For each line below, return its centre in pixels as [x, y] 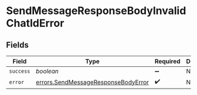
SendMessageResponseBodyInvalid [96, 11]
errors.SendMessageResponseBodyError [93, 82]
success [20, 71]
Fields [18, 45]
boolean [47, 71]
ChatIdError [35, 23]
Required [167, 61]
